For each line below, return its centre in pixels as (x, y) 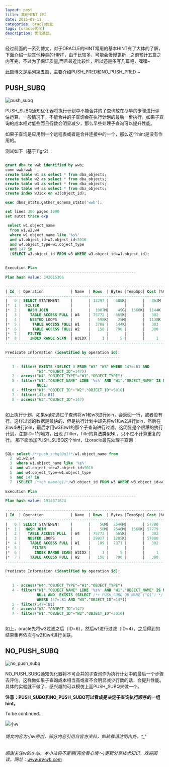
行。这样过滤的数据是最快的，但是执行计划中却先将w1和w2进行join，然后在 (83, 421)
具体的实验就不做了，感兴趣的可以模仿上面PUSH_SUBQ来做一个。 (74, 686)
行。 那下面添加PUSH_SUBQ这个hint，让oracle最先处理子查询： (71, 440)
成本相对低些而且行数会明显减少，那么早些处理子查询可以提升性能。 (84, 123)
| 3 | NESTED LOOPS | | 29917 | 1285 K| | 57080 (82, 538)
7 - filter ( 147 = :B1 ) (33, 395)
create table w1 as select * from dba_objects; (56, 174)
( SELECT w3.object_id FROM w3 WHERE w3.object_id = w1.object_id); (80, 254)
